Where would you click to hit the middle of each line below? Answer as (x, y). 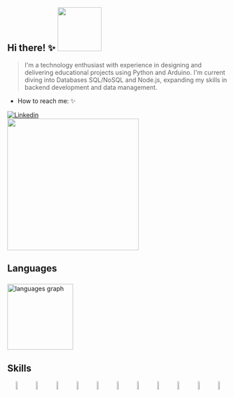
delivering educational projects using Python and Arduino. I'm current (125, 72)
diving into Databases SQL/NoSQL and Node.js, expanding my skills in (126, 80)
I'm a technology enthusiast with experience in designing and (113, 65)
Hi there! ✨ (32, 48)
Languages (32, 268)
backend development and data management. (91, 87)
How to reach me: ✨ (46, 101)
